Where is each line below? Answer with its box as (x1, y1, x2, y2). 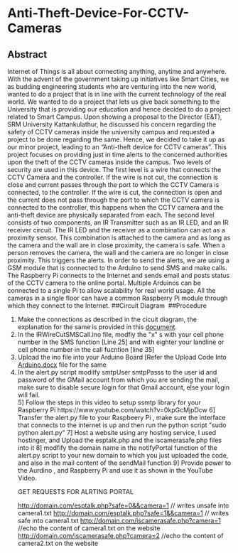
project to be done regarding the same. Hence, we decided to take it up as (7, 135, 225, 144)
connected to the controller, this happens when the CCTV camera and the (7, 203, 224, 211)
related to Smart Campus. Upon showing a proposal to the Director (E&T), (7, 112, 222, 121)
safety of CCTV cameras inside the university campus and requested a (7, 128, 215, 136)
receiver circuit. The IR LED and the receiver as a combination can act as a (7, 226, 226, 234)
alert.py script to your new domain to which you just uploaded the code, (17, 451, 229, 459)
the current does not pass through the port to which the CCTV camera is (7, 195, 220, 204)
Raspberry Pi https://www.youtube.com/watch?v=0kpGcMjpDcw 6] (17, 406, 215, 414)
